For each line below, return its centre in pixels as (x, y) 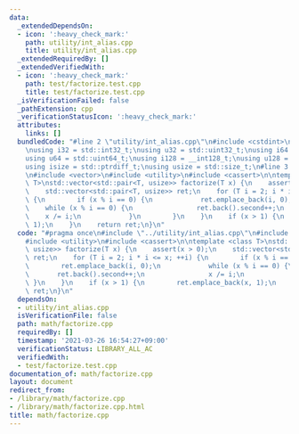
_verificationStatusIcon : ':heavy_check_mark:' (107, 117)
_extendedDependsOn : (55, 26)
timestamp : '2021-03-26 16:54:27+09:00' (93, 340)
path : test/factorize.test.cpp (83, 84)
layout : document (41, 382)
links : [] (44, 134)
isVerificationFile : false (67, 316)
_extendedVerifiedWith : (61, 68)
